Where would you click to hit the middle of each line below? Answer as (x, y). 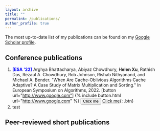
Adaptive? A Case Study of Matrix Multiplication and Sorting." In (76, 85)
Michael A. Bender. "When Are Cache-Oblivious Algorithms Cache (79, 80)
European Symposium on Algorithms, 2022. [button (64, 90)
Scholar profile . (21, 43)
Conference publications (44, 57)
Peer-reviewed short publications (57, 122)
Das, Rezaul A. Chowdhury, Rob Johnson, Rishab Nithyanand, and (79, 75)
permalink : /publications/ (33, 19)
